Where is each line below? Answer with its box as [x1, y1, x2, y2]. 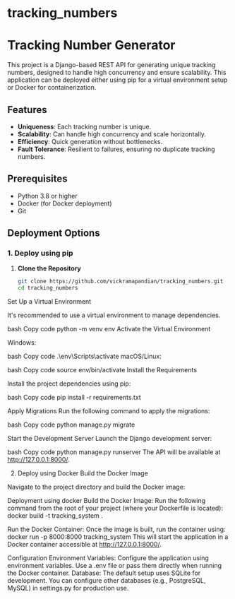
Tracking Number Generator [7, 37, 176, 54]
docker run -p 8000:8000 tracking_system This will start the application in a [7, 533, 229, 541]
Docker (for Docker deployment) [17, 199, 112, 208]
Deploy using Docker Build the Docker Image [17, 469, 148, 478]
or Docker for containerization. [7, 83, 97, 92]
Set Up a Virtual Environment [7, 297, 92, 306]
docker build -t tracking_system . [7, 511, 104, 520]
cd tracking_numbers [17, 285, 78, 292]
